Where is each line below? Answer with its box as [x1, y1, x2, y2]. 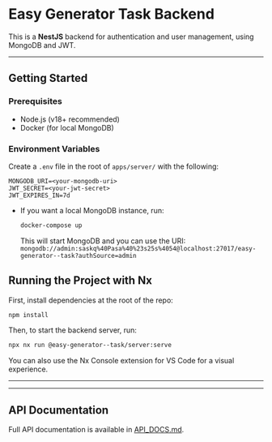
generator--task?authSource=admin [19, 251, 137, 260]
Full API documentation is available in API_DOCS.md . [8, 425, 185, 435]
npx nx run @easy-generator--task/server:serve [8, 341, 172, 350]
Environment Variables [8, 143, 100, 154]
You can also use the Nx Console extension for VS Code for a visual [8, 356, 235, 366]
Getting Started [8, 71, 88, 85]
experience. [8, 364, 49, 374]
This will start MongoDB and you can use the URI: [19, 236, 186, 246]
